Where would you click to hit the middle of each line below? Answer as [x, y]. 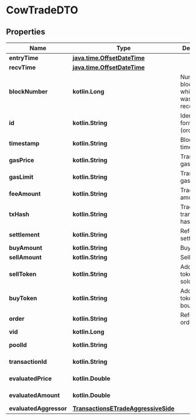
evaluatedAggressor [38, 408]
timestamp [24, 143]
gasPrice [22, 160]
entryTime [24, 58]
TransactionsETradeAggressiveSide [124, 408]
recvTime [22, 67]
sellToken [23, 274]
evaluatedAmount [34, 395]
